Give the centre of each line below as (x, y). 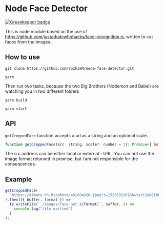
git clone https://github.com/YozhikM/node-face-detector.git (70, 68)
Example (19, 179)
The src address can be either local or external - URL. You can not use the (80, 154)
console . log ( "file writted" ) (43, 209)
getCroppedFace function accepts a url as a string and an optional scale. (77, 135)
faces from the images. (28, 41)
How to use (22, 57)
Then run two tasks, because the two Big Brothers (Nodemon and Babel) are (82, 86)
